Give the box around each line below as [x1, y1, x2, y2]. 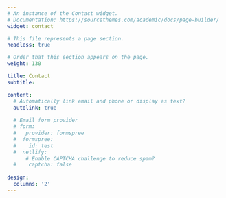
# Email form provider [13, 117, 78, 124]
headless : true [7, 42, 51, 49]
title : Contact [7, 73, 51, 79]
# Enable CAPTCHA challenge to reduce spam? [25, 155, 155, 162]
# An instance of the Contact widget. [7, 10, 118, 17]
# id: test [13, 142, 54, 149]
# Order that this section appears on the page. [7, 54, 149, 61]
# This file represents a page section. [7, 35, 125, 42]
